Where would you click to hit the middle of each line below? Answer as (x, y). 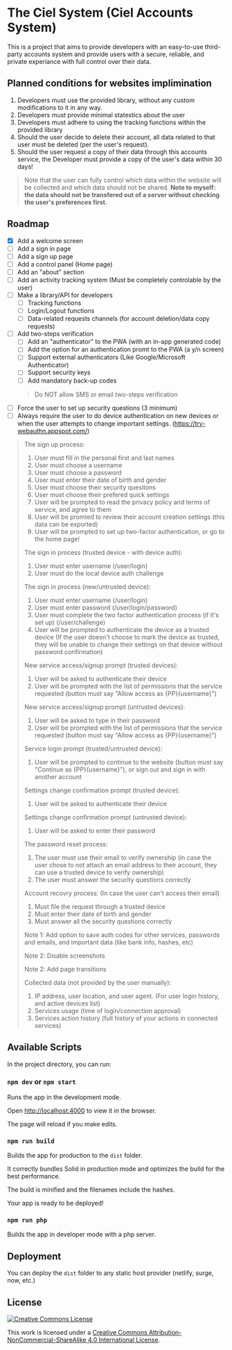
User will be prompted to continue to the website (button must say (129, 762)
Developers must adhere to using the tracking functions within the (111, 122)
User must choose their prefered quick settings (102, 494)
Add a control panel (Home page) (65, 264)
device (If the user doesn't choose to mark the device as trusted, (127, 637)
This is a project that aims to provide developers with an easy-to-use (105, 47)
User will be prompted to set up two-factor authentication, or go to (130, 531)
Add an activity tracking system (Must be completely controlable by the (119, 280)
